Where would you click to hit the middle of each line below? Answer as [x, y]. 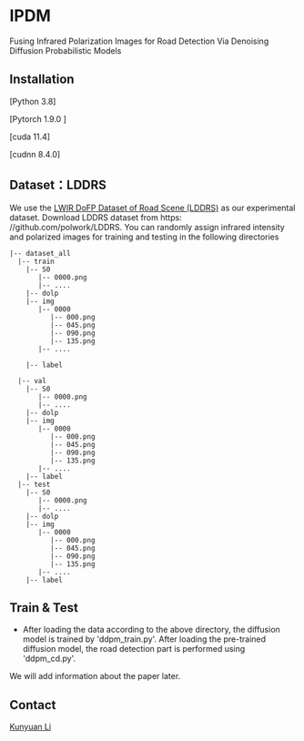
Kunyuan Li [30, 727]
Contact [33, 705]
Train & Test [44, 608]
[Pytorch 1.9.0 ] [38, 118]
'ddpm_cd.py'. [49, 659]
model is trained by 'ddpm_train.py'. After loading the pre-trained [144, 639]
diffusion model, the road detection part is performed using [134, 649]
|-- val [32, 381]
